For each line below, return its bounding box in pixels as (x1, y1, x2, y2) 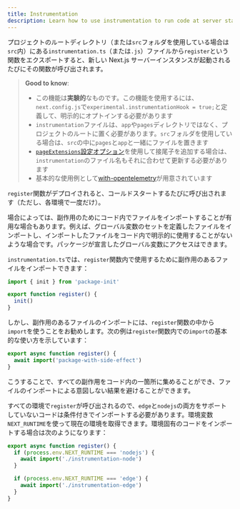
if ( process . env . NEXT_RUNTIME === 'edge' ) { (14, 475, 149, 483)
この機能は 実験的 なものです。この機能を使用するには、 (35, 94, 199, 102)
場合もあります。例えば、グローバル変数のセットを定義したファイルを (19, 222, 226, 231)
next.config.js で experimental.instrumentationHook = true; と (35, 102, 221, 111)
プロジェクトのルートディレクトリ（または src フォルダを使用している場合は (7, 37, 230, 46)
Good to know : (24, 79, 69, 87)
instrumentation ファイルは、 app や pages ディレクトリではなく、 (35, 120, 222, 128)
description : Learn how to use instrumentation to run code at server (7, 17, 222, 24)
